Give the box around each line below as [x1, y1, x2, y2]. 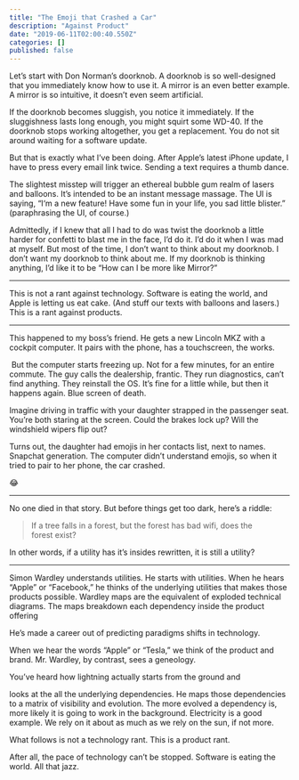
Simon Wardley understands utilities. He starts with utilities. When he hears [9, 573, 285, 583]
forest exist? [30, 530, 77, 540]
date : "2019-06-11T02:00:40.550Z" [9, 29, 138, 38]
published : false [9, 46, 74, 55]
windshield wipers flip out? [9, 424, 108, 435]
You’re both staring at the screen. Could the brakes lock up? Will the [9, 415, 259, 426]
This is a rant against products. [9, 307, 123, 318]
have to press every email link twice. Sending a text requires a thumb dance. [9, 162, 289, 173]
